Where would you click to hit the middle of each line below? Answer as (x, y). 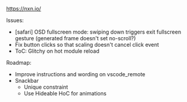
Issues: (15, 20)
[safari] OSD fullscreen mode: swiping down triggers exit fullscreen (98, 32)
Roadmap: (19, 63)
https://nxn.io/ (24, 9)
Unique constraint (46, 87)
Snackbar (27, 81)
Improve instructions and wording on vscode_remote (80, 74)
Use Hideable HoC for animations (65, 93)
